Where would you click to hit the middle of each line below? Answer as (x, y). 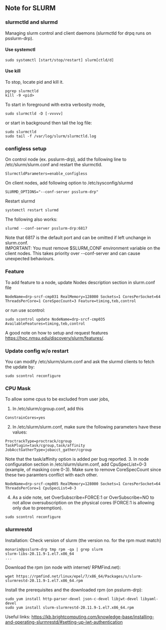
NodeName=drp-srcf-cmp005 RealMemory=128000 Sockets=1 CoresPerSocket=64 (83, 484)
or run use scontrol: (25, 310)
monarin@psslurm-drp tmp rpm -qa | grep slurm (54, 549)
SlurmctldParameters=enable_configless (46, 174)
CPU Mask (18, 388)
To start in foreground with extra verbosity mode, (55, 105)
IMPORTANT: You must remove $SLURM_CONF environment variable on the (83, 248)
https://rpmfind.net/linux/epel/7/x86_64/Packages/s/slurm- (79, 576)
